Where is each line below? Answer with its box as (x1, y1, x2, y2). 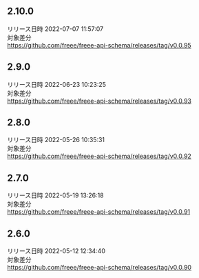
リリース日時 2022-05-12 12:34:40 (7, 247, 105, 255)
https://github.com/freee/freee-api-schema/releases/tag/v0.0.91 (7, 208, 191, 216)
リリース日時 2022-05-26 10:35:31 (7, 136, 105, 144)
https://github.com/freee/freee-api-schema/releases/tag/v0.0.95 (7, 41, 191, 49)
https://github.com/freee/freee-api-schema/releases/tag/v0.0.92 (7, 152, 191, 161)
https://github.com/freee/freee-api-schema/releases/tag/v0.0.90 (7, 264, 191, 272)
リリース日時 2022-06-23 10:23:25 (7, 80, 107, 88)
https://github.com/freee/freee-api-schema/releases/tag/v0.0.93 (7, 97, 191, 105)
